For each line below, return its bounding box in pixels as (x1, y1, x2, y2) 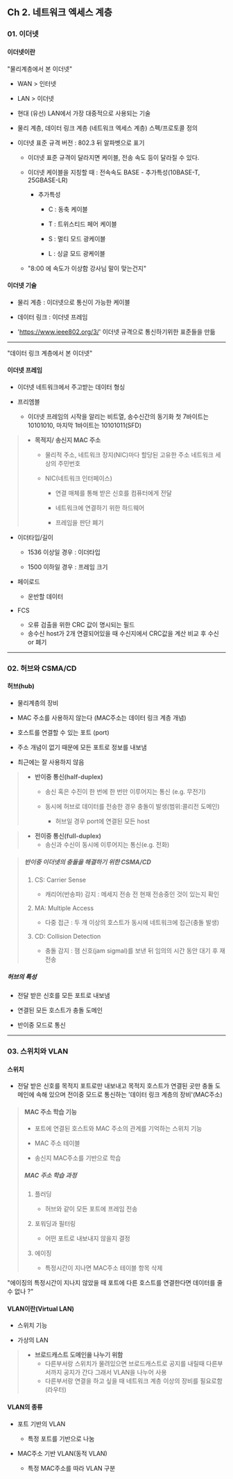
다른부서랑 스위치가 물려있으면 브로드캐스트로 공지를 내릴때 (44, 1359, 205, 1368)
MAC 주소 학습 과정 (24, 1171, 78, 1179)
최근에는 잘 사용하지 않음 (17, 758, 85, 766)
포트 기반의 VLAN (17, 1419, 66, 1428)
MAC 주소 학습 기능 (24, 1108, 78, 1116)
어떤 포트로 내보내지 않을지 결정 (44, 1234, 130, 1243)
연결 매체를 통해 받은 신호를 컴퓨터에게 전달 (55, 489, 172, 497)
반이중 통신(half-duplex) (34, 773, 103, 781)
